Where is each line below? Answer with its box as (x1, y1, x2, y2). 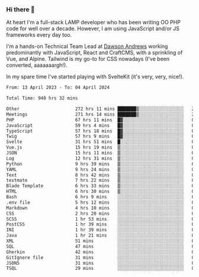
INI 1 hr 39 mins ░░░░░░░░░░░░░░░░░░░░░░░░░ (6, 227, 184, 233)
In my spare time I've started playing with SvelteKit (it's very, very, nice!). (6, 73, 184, 80)
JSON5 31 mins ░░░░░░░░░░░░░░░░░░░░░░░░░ (6, 260, 184, 266)
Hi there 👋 (6, 5, 36, 14)
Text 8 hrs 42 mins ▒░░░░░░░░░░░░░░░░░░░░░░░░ (6, 172, 184, 178)
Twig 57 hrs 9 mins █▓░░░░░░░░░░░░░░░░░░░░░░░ (6, 133, 184, 140)
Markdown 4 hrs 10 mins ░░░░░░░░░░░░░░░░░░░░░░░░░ (6, 205, 184, 211)
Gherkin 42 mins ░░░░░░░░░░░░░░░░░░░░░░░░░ (6, 249, 184, 255)
